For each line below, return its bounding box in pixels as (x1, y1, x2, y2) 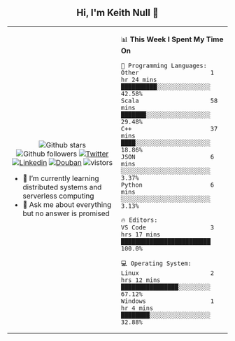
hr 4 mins (121, 304, 154, 312)
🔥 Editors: (121, 215, 158, 224)
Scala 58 (121, 96, 218, 105)
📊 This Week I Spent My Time (121, 34, 224, 44)
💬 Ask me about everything (22, 200, 112, 210)
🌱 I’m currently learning (22, 173, 99, 183)
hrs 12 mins (121, 276, 161, 284)
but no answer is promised (22, 208, 110, 218)
